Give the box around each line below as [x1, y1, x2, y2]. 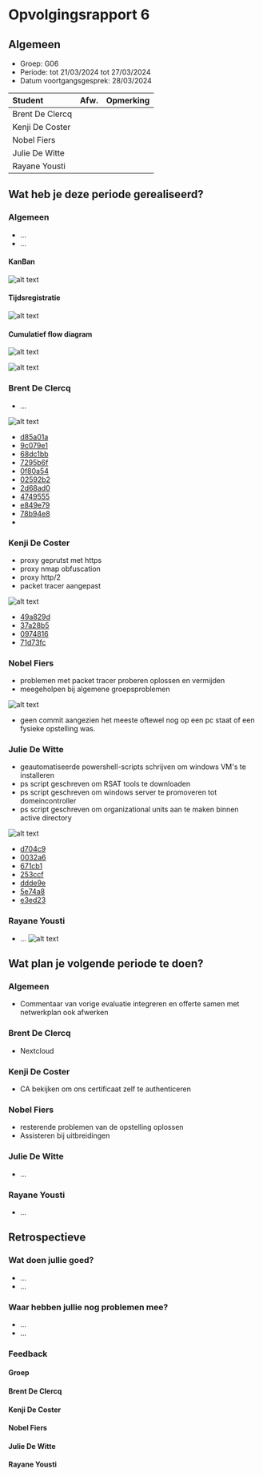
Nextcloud [19, 1046, 54, 1055]
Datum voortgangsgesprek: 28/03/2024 [19, 76, 152, 85]
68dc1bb [19, 449, 50, 459]
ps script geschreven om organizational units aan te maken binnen [19, 804, 239, 815]
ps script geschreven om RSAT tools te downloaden [19, 779, 191, 789]
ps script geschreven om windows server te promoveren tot [19, 787, 217, 797]
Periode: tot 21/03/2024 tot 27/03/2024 [19, 67, 151, 77]
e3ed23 [19, 896, 46, 905]
